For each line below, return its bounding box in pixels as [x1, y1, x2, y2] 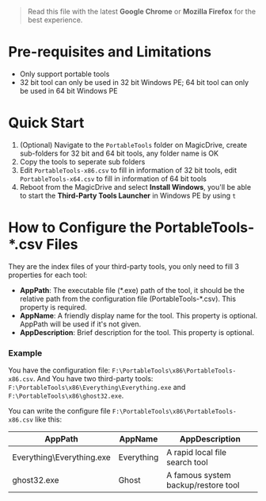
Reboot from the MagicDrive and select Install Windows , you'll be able [19, 182, 252, 191]
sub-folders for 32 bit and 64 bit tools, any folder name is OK [19, 148, 219, 158]
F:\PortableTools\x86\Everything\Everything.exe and [8, 383, 186, 392]
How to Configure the [8, 218, 152, 237]
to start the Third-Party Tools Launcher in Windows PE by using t [19, 191, 236, 200]
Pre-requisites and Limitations [8, 43, 212, 61]
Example [8, 347, 43, 358]
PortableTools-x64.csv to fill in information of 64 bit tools [19, 174, 207, 183]
